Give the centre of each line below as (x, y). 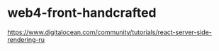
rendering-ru (26, 39)
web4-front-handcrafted (82, 13)
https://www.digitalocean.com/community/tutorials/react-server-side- (110, 32)
